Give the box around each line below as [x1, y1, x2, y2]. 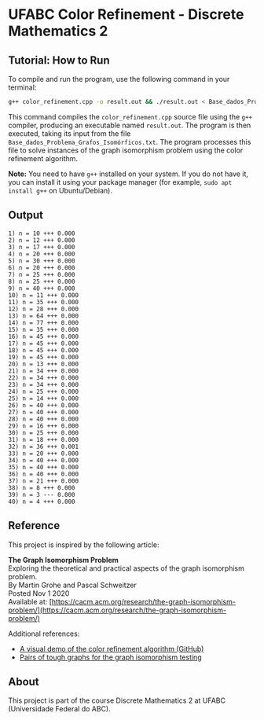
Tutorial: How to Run [8, 53, 110, 67]
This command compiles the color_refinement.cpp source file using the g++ [8, 112, 253, 121]
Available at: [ [8, 597, 53, 606]
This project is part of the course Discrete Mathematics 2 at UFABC [8, 696, 226, 705]
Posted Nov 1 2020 [8, 588, 70, 598]
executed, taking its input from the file [8, 128, 131, 138]
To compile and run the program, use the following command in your [8, 75, 230, 83]
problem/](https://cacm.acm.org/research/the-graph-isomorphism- [8, 605, 226, 615]
